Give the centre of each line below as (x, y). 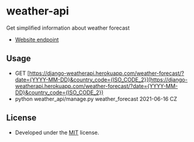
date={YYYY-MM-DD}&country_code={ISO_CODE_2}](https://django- (101, 79)
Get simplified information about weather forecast (68, 28)
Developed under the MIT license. (57, 132)
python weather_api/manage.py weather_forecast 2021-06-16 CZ (96, 98)
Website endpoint (37, 39)
